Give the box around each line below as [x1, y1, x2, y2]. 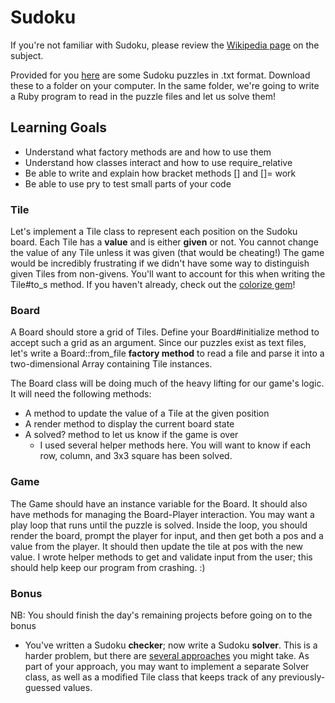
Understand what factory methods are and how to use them [24, 146, 272, 158]
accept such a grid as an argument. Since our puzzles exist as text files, [10, 337, 307, 349]
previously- [278, 671, 326, 683]
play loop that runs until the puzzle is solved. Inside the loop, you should [10, 519, 308, 531]
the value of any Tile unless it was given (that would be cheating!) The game [10, 247, 325, 259]
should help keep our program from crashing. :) [10, 561, 206, 573]
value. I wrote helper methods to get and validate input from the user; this [10, 551, 313, 563]
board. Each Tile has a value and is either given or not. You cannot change [10, 236, 319, 248]
